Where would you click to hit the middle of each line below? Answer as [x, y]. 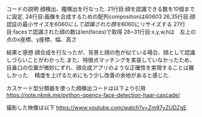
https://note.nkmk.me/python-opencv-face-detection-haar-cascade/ [93, 95]
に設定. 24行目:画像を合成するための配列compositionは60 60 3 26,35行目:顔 [101, 16]
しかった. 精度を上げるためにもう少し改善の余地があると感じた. [88, 75]
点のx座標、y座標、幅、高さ [42, 39]
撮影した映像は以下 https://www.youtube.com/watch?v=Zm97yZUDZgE [96, 108]
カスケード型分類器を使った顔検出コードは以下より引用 [76, 88]
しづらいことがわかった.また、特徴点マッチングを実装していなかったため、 [101, 60]
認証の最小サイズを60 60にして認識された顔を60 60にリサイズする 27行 [96, 24]
